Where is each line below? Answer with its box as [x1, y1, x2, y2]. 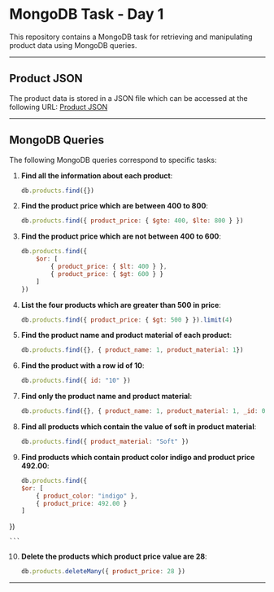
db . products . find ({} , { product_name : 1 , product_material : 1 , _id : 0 [20, 407, 266, 415]
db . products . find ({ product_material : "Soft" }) [20, 437, 189, 446]
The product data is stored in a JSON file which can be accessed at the [9, 93, 249, 103]
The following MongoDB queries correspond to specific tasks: [9, 155, 217, 164]
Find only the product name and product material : [20, 392, 193, 401]
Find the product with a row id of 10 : [20, 361, 145, 371]
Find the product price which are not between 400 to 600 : [20, 231, 222, 241]
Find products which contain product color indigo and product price [20, 452, 255, 462]
